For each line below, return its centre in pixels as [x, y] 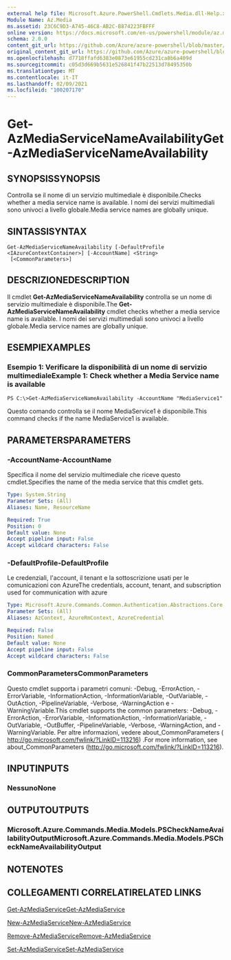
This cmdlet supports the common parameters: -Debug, [134, 710]
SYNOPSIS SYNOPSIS [54, 178]
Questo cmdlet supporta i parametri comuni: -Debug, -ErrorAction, [101, 689]
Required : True [29, 520]
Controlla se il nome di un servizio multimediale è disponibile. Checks [104, 195]
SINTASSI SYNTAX [47, 231]
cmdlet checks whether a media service [163, 311]
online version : [30, 33]
